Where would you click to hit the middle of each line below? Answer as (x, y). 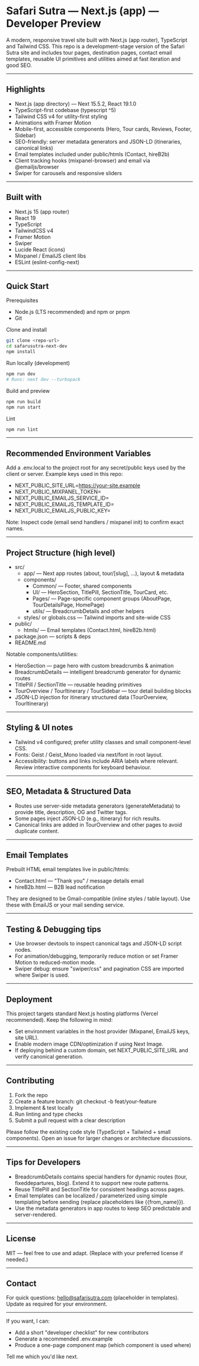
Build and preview (28, 390)
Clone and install (27, 330)
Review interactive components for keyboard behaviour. (83, 767)
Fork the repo (31, 1095)
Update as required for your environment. (57, 1304)
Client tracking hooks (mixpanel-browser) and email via (82, 160)
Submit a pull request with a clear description (70, 1120)
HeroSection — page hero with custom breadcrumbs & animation (94, 665)
